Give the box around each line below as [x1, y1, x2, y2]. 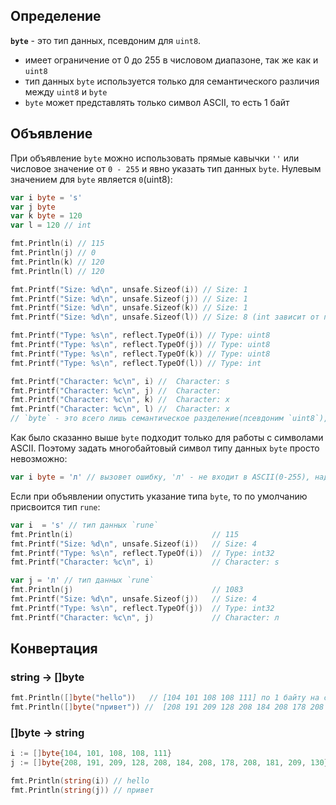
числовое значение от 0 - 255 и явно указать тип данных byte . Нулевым [10, 162, 322, 174]
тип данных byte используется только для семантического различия [24, 75, 320, 87]
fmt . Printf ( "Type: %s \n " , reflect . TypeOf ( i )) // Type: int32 [10, 548, 275, 558]
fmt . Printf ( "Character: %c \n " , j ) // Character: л [10, 612, 280, 623]
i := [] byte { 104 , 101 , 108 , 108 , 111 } [10, 749, 172, 759]
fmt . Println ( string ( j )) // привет [10, 785, 155, 795]
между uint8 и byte [24, 85, 108, 98]
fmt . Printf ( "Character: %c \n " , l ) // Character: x [10, 404, 230, 414]
